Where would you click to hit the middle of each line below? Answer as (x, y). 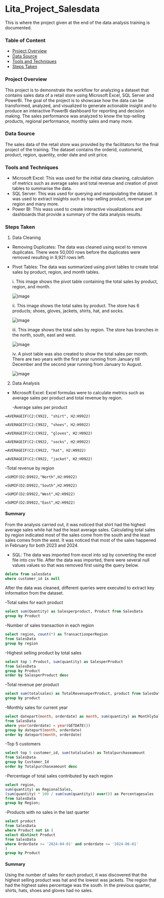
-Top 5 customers (23, 744)
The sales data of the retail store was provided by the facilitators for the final (82, 144)
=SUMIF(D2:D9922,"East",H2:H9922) (40, 503)
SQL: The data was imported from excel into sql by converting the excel (84, 555)
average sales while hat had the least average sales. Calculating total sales (80, 530)
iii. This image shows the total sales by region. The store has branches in (85, 330)
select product (20, 821)
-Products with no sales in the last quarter (47, 812)
